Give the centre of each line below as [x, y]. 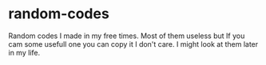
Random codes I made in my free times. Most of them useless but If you [127, 36]
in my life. [24, 52]
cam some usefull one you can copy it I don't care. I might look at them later [133, 44]
